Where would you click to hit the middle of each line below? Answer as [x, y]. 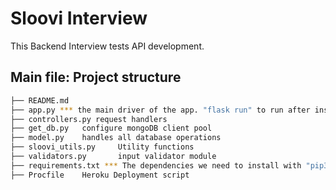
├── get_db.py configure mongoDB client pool [111, 128]
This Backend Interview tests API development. [107, 46]
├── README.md [40, 100]
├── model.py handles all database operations [116, 138]
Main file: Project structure [96, 77]
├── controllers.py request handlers [89, 119]
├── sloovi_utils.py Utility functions [102, 147]
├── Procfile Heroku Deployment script [100, 175]
